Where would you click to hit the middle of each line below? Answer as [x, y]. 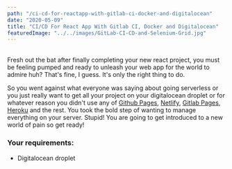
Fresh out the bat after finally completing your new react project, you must [114, 60]
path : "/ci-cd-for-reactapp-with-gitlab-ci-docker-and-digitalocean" [110, 14]
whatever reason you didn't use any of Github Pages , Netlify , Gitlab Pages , [114, 103]
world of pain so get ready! [46, 125]
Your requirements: [41, 143]
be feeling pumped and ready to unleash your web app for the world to [108, 67]
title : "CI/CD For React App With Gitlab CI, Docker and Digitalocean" [113, 26]
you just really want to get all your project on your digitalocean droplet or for [116, 96]
